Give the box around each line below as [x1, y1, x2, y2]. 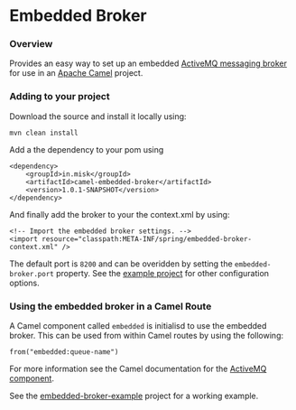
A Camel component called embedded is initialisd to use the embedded [9, 321, 267, 331]
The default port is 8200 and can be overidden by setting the [9, 258, 233, 269]
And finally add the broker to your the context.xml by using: [9, 209, 230, 219]
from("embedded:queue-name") [9, 348, 119, 357]
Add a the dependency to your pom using [9, 144, 164, 154]
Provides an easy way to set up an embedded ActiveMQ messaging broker [9, 58, 287, 69]
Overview [9, 38, 53, 51]
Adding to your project [9, 90, 110, 103]
